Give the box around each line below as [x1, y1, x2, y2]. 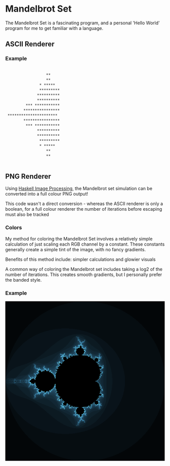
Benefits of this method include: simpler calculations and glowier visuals [5, 256, 156, 262]
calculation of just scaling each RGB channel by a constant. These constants [5, 241, 165, 247]
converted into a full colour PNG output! [5, 191, 89, 197]
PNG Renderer [5, 172, 52, 181]
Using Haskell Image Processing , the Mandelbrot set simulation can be [5, 185, 153, 191]
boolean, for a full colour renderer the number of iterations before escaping [5, 206, 162, 212]
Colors [5, 224, 22, 231]
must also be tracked [5, 211, 49, 218]
